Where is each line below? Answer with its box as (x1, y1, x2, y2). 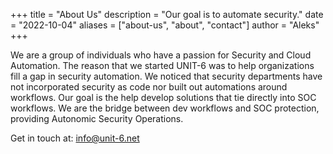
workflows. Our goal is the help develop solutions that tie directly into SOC (10, 92, 317, 103)
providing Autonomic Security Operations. (10, 113, 184, 124)
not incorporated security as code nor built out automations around (10, 81, 288, 93)
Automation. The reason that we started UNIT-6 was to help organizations (10, 60, 315, 71)
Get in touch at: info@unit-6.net (10, 132, 140, 144)
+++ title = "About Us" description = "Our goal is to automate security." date (10, 9, 324, 20)
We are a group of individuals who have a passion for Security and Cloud (10, 49, 312, 61)
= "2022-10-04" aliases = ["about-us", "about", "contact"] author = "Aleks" (10, 19, 320, 31)
